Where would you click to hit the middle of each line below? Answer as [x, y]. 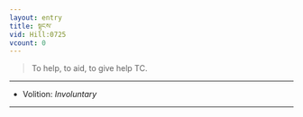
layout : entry [36, 18]
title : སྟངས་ [31, 26]
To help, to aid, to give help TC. [89, 68]
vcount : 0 [28, 43]
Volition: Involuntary [60, 94]
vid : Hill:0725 [38, 34]
